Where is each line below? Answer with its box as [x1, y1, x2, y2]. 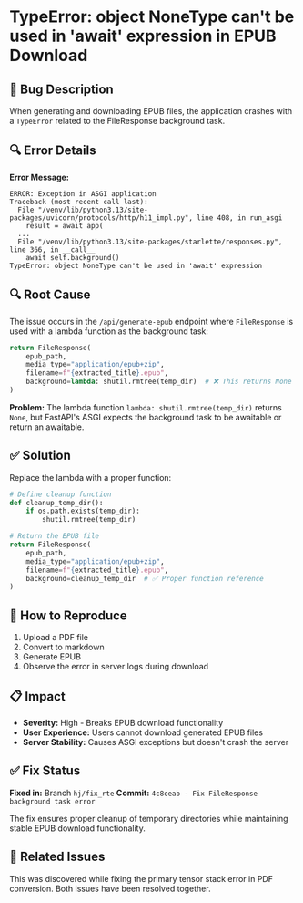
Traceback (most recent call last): [9, 197, 148, 206]
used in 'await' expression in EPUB [9, 26, 277, 47]
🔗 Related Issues [9, 849, 106, 865]
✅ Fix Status [9, 763, 81, 779]
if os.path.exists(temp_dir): [25, 506, 141, 516]
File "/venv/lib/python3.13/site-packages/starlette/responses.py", [17, 237, 283, 246]
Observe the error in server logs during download [22, 661, 209, 672]
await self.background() [25, 253, 120, 262]
